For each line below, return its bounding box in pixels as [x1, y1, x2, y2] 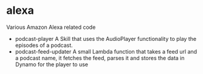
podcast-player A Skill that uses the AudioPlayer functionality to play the [15, 35, 196, 42]
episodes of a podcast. [15, 42, 73, 49]
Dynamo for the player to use [15, 61, 89, 68]
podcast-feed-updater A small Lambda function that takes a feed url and [15, 48, 198, 55]
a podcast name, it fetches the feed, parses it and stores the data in [15, 54, 185, 61]
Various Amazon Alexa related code [6, 23, 96, 31]
